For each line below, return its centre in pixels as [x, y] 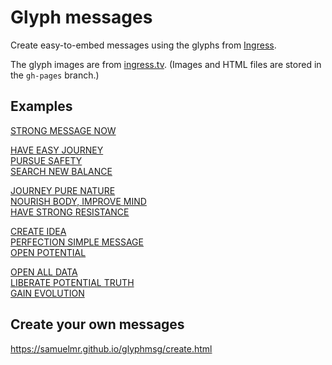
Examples [41, 106]
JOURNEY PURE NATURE [63, 190]
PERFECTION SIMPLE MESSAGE [77, 242]
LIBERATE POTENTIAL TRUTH [72, 282]
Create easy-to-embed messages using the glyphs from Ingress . [143, 45]
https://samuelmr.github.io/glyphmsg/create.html [111, 348]
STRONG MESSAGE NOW [63, 130]
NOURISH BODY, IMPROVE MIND [78, 201]
